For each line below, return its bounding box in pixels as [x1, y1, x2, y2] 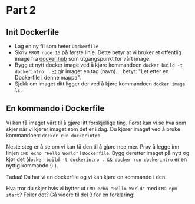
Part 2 [6, 4, 37, 17]
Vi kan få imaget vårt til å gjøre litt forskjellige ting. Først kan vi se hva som [6, 119, 187, 126]
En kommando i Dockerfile [6, 104, 105, 114]
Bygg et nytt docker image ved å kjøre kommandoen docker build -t [14, 61, 183, 68]
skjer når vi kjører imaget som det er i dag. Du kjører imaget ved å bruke [6, 125, 181, 133]
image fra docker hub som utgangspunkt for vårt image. [14, 55, 151, 62]
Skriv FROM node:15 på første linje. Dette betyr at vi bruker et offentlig [14, 49, 181, 56]
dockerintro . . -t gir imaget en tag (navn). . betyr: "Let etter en [14, 68, 169, 74]
